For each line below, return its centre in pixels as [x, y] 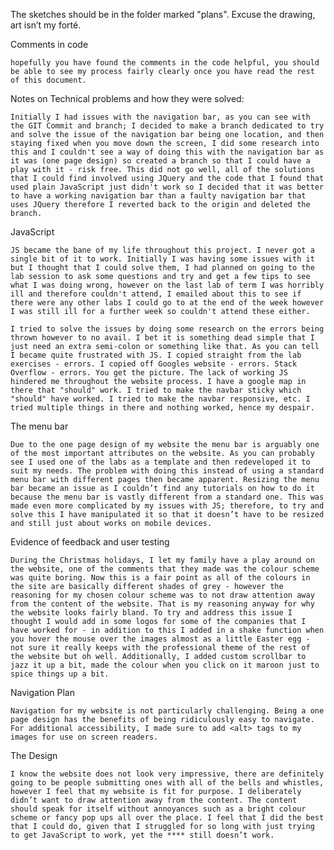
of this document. [48, 80]
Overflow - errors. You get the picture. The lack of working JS [149, 373]
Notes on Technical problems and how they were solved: [127, 98]
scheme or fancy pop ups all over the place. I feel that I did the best [167, 818]
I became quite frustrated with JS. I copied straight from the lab [156, 355]
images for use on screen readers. [84, 737]
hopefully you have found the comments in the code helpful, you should [165, 63]
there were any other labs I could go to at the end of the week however [167, 303]
